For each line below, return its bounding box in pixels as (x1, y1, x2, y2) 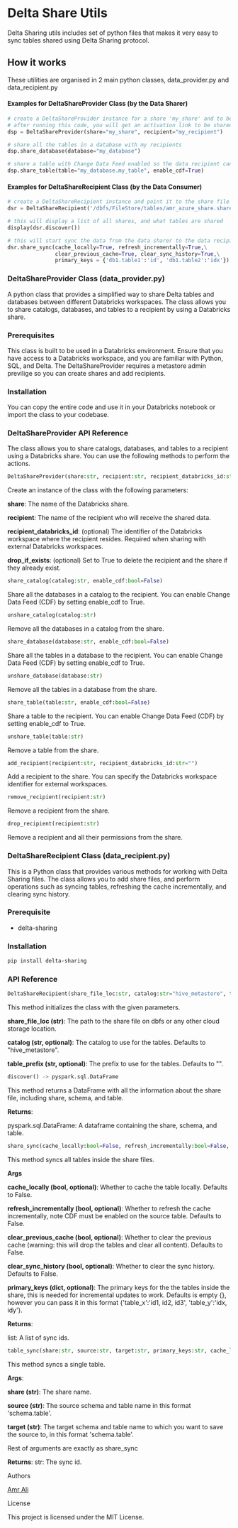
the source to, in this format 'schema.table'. (7, 1430, 135, 1438)
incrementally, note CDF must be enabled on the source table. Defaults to (7, 1211, 222, 1220)
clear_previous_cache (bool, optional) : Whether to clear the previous (7, 1232, 212, 1241)
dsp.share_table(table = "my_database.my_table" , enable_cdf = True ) (7, 167, 204, 175)
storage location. (7, 1024, 57, 1033)
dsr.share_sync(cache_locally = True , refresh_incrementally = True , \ (7, 244, 208, 251)
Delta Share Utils (7, 5, 108, 21)
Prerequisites (7, 330, 55, 340)
